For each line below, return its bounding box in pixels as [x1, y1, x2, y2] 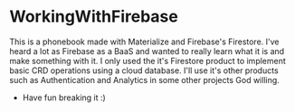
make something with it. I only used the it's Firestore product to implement [9, 55, 287, 66]
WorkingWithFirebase [9, 6, 178, 27]
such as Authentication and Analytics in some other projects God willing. [9, 74, 281, 85]
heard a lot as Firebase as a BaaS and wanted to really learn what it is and [9, 45, 285, 56]
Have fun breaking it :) [22, 92, 106, 103]
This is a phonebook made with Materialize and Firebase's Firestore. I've [9, 36, 280, 47]
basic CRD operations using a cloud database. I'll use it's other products [9, 65, 279, 76]
